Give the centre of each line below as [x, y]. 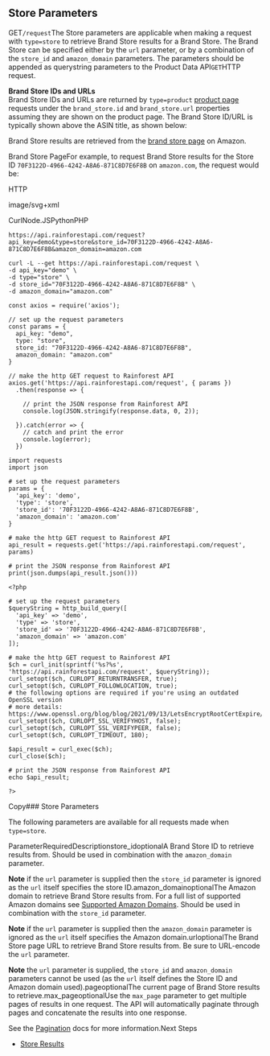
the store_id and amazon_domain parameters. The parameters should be [126, 58]
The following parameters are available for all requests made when [119, 822]
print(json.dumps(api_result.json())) [73, 573]
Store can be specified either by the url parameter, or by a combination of [131, 49]
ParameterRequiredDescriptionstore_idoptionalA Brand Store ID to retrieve [131, 846]
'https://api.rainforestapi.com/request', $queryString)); [109, 671]
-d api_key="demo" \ [43, 270]
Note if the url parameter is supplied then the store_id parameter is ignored [135, 879]
